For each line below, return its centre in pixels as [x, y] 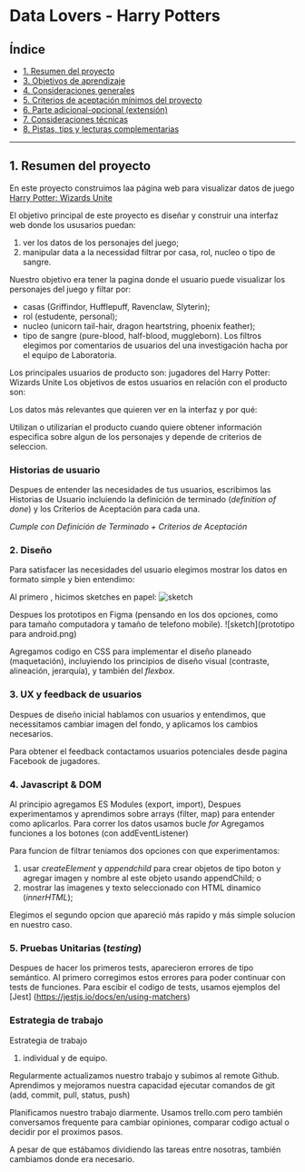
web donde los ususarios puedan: [73, 224]
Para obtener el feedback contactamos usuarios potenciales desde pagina [148, 751]
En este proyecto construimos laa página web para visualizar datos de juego [152, 188]
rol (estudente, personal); [70, 316]
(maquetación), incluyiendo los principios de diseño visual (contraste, [139, 661]
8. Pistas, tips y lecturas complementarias [101, 129]
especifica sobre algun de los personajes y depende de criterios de [136, 436]
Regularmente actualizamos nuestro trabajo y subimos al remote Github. [144, 1075]
